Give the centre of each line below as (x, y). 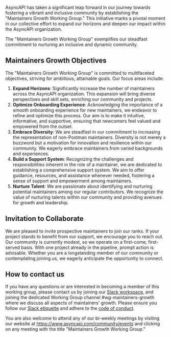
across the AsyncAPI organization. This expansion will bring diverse (84, 94)
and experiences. (31, 154)
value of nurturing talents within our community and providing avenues (87, 197)
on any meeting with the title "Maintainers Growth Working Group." (75, 329)
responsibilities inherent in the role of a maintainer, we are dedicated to (87, 164)
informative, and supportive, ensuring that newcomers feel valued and (87, 121)
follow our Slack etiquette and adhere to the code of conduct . (70, 308)
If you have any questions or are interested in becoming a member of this (82, 287)
